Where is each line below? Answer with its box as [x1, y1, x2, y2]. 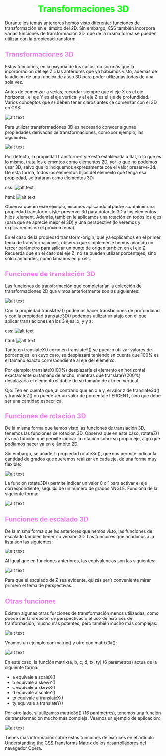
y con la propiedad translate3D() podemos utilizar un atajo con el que [5, 313, 147, 319]
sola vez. [5, 79, 24, 85]
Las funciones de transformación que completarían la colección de [5, 283, 142, 289]
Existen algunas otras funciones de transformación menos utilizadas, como [5, 610, 159, 616]
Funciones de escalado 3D [5, 515, 89, 523]
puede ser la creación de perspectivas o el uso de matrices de [5, 616, 133, 621]
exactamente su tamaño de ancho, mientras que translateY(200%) [5, 372, 141, 378]
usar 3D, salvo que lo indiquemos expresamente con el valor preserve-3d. [5, 164, 157, 170]
